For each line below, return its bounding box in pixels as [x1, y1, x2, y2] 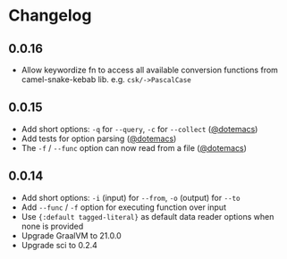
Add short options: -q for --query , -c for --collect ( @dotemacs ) [21, 123, 258, 134]
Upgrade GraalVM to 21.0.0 [21, 230, 122, 241]
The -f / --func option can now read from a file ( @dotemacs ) [21, 142, 248, 153]
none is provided [21, 221, 84, 231]
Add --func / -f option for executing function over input [21, 202, 227, 213]
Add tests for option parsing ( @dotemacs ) [21, 133, 177, 144]
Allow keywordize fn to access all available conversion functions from [21, 64, 279, 75]
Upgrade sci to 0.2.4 [21, 239, 97, 250]
